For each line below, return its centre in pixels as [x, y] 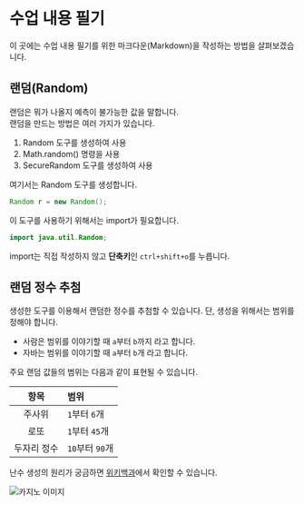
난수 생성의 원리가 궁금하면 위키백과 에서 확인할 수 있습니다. [113, 472]
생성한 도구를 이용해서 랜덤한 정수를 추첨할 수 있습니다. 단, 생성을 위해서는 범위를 [152, 311]
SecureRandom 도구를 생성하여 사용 [88, 165]
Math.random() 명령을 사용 [71, 153]
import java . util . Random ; [58, 237]
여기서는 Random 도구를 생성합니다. [74, 184]
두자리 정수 [36, 449]
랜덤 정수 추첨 [45, 287]
